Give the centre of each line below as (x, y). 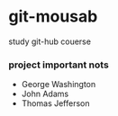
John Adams (45, 94)
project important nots (59, 65)
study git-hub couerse (50, 41)
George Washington (59, 85)
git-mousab (53, 17)
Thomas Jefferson (56, 103)
